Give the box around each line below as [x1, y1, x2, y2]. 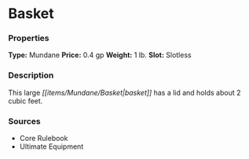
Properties [8, 33, 49, 44]
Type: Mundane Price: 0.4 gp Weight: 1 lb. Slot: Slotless [8, 50, 192, 60]
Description [8, 70, 54, 81]
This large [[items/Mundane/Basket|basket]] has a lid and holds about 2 [8, 88, 241, 97]
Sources [8, 115, 41, 126]
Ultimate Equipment [19, 142, 84, 151]
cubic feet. [8, 96, 43, 106]
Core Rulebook [19, 134, 68, 143]
